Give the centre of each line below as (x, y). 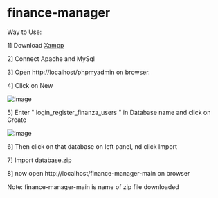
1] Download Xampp (36, 45)
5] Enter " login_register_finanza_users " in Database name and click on (109, 112)
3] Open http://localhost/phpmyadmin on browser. (79, 72)
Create (17, 120)
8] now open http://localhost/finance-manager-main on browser (99, 173)
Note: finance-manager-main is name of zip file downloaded (93, 187)
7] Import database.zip (39, 160)
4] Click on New (30, 85)
